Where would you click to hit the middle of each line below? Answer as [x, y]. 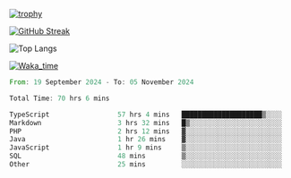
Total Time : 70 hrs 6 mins [60, 98]
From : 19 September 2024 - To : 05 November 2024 [102, 82]
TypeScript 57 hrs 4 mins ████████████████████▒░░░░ [145, 114]
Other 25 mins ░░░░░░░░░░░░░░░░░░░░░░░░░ [145, 165]
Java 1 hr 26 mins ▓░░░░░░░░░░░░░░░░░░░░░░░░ [145, 140]
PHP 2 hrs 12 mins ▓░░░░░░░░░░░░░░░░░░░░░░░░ [145, 131]
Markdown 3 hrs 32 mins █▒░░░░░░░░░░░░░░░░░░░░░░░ [145, 123]
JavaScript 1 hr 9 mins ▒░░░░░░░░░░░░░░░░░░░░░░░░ [145, 148]
